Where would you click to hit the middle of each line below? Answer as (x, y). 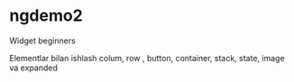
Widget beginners (43, 41)
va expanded (34, 68)
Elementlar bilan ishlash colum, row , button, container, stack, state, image (147, 58)
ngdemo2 (46, 16)
